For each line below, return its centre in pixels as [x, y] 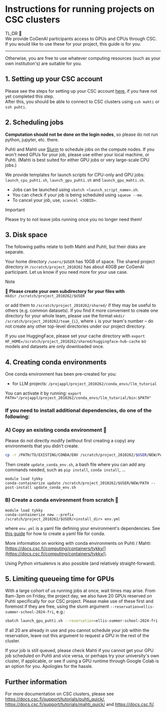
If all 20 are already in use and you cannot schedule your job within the [77, 630]
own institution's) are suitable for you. [44, 63]
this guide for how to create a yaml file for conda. [55, 534]
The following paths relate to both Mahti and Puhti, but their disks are [75, 247]
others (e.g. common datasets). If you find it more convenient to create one [82, 310]
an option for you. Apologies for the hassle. [49, 666]
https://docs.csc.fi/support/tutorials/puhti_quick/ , [55, 699]
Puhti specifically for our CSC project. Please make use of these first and [79, 601]
